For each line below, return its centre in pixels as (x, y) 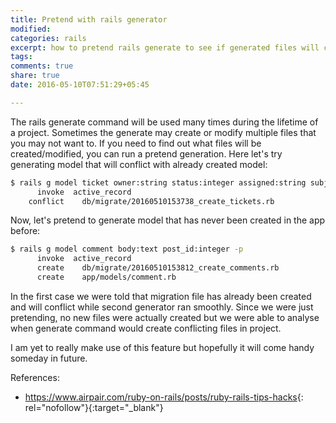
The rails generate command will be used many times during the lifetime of (164, 122)
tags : (21, 57)
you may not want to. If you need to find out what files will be (136, 143)
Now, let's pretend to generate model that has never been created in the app (168, 220)
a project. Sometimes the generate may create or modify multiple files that (163, 132)
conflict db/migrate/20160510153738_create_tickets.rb (151, 201)
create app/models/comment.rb (106, 277)
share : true (35, 76)
